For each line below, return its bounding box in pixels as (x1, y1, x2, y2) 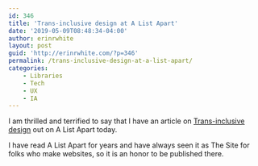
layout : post (8, 42, 52, 50)
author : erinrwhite (8, 34, 74, 43)
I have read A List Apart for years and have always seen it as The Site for (8, 140, 250, 150)
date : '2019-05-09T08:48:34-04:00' (8, 27, 128, 35)
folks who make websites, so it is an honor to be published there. (8, 149, 224, 159)
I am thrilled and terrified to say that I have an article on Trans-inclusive (8, 116, 245, 126)
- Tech (23, 79, 45, 87)
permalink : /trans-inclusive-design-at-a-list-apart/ (8, 57, 193, 65)
